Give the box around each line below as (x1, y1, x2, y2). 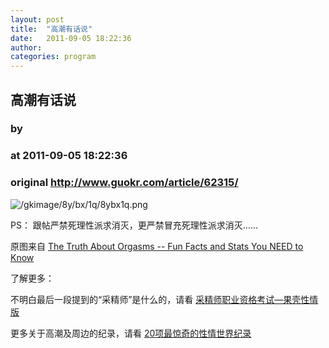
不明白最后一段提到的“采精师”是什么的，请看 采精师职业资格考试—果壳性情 (10, 293, 319, 305)
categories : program (10, 52, 97, 62)
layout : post (10, 14, 65, 25)
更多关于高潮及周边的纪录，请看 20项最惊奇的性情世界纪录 (10, 327, 252, 339)
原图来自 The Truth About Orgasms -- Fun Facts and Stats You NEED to (10, 240, 304, 252)
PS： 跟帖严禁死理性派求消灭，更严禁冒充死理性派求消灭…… (10, 219, 259, 231)
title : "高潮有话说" (10, 24, 93, 34)
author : (10, 42, 43, 53)
